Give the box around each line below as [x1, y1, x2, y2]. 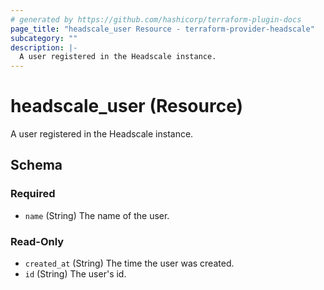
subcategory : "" [10, 33, 78, 43]
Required [10, 187, 56, 201]
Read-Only [10, 234, 65, 248]
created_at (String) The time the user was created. [24, 257, 235, 270]
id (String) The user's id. [24, 268, 127, 280]
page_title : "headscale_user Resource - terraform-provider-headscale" [10, 24, 315, 34]
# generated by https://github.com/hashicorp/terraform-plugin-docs [10, 14, 302, 25]
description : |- [10, 42, 78, 53]
